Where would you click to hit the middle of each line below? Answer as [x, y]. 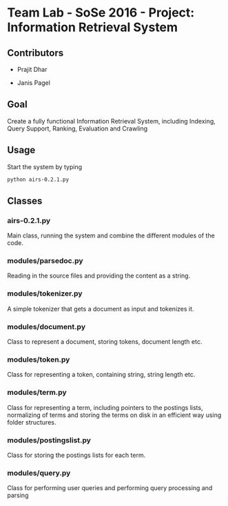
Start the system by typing [45, 166]
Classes [25, 201]
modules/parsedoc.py [45, 261]
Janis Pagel [33, 83]
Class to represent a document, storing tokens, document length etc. [105, 342]
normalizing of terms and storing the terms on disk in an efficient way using [114, 415]
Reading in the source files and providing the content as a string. [99, 276]
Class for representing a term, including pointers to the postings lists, [105, 407]
